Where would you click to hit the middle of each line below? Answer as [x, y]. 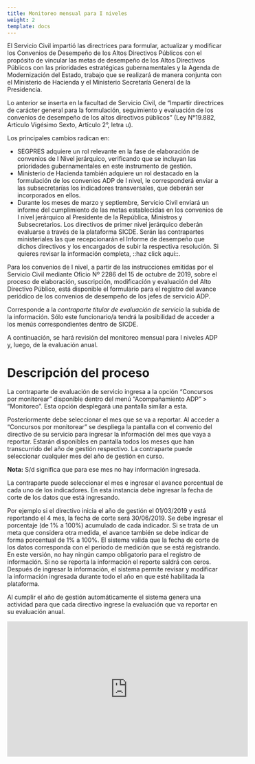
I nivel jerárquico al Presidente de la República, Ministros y [100, 217]
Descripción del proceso [78, 373]
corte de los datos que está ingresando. [64, 498]
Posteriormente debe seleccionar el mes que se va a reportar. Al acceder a [113, 419]
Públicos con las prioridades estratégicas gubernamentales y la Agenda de [113, 68]
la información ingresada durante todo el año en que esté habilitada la [106, 577]
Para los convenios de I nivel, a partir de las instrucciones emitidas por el [111, 267]
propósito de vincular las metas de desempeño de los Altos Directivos [106, 61]
